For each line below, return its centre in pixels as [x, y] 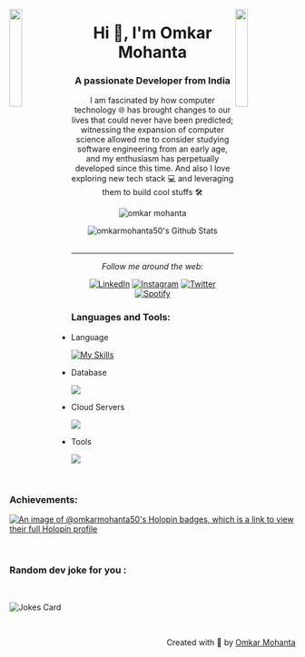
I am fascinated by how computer [152, 101]
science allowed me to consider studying [152, 140]
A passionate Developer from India [152, 81]
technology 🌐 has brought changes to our [152, 110]
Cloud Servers [98, 407]
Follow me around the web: [152, 267]
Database [89, 372]
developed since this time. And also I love [152, 169]
